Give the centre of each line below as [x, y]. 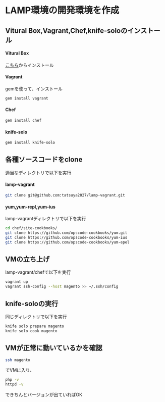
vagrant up [17, 282]
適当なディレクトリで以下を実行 [38, 173]
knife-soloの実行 [32, 304]
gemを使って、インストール [34, 88]
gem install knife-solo [30, 143]
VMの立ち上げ [27, 259]
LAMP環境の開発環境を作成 [62, 10]
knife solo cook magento [31, 331]
